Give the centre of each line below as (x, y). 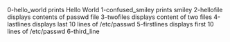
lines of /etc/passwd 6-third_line (53, 31)
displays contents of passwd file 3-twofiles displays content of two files (110, 17)
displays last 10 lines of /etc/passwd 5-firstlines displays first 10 (123, 24)
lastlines (19, 24)
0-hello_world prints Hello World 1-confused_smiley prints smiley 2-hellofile (115, 10)
